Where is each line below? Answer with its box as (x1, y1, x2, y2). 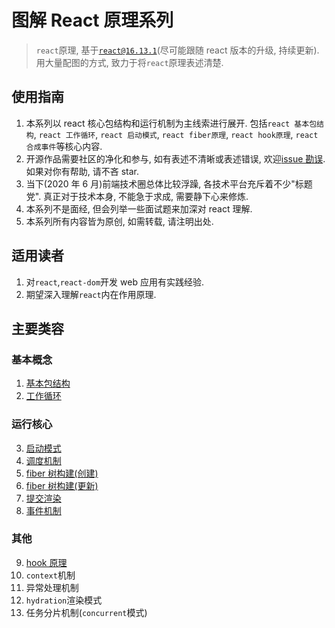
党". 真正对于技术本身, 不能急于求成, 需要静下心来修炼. (25, 190, 249, 202)
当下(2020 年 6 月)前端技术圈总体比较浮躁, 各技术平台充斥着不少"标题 (25, 177, 313, 190)
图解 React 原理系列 (11, 9, 174, 32)
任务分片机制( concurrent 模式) (25, 606, 148, 618)
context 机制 (25, 569, 76, 581)
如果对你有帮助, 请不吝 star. (25, 165, 140, 177)
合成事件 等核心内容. (25, 140, 103, 152)
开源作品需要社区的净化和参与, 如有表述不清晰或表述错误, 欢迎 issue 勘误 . (25, 152, 326, 165)
